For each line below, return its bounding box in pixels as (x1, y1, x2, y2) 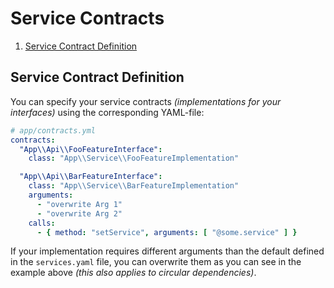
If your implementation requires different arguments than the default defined (10, 245, 325, 257)
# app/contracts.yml (10, 125, 97, 136)
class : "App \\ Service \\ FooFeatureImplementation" (28, 153, 240, 164)
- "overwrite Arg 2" (36, 208, 123, 219)
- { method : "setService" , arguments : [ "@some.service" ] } (36, 227, 298, 237)
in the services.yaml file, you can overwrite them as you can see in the (10, 256, 302, 268)
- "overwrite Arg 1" (36, 199, 123, 209)
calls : (28, 218, 56, 228)
